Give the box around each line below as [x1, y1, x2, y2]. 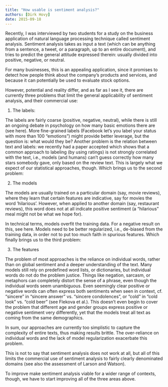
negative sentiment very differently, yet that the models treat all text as [5, 309, 151, 316]
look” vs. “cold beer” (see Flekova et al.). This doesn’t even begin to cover [5, 299, 158, 305]
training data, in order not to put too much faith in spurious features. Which [5, 232, 159, 238]
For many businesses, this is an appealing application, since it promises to [5, 67, 158, 73]
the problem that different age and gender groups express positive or [5, 304, 148, 310]
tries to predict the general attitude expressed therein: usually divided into [5, 52, 157, 58]
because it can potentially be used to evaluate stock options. [5, 77, 130, 83]
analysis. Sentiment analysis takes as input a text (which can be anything [5, 41, 156, 47]
